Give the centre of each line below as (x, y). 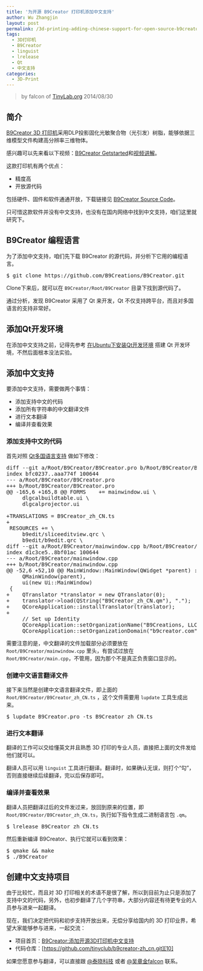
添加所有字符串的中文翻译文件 (52, 409)
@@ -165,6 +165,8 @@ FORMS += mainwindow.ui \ (81, 492)
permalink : (20, 29)
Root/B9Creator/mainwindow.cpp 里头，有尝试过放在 (70, 651)
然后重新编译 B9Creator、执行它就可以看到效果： (67, 839)
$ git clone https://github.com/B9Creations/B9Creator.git (96, 275)
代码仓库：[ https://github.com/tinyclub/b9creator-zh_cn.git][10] (94, 949)
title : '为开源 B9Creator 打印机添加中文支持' (60, 12)
